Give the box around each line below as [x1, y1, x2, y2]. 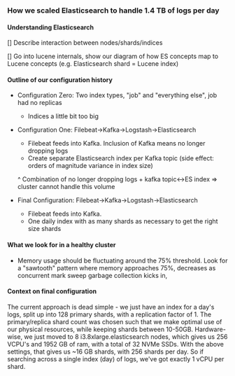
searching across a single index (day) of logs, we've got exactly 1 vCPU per [7, 354, 225, 363]
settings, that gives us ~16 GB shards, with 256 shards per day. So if [7, 347, 204, 356]
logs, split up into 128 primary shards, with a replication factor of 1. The [7, 310, 212, 319]
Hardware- [194, 325, 226, 333]
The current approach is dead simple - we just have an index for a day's [7, 302, 215, 311]
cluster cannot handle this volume [17, 183, 115, 191]
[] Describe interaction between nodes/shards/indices [7, 39, 163, 47]
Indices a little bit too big [27, 112, 99, 120]
